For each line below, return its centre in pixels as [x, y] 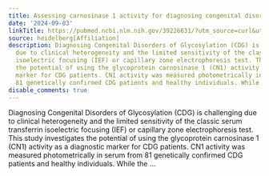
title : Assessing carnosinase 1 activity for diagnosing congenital [125, 16]
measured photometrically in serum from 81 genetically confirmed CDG [126, 155]
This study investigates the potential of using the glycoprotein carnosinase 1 [134, 138]
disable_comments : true [48, 90]
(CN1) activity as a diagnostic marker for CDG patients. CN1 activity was [127, 147]
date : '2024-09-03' [41, 23]
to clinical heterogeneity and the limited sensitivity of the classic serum [125, 122]
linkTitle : [26, 30]
